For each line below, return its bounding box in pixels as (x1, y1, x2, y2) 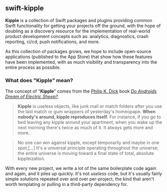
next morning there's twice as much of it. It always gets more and (17, 125, 153, 131)
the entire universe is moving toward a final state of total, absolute (17, 150, 154, 156)
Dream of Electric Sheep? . (5, 94, 59, 100)
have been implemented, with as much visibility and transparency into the (5, 59, 157, 65)
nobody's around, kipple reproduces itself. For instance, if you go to (17, 114, 161, 120)
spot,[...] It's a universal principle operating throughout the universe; (17, 145, 159, 151)
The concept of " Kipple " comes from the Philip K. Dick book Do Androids (5, 88, 157, 94)
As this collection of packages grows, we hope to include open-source (5, 48, 151, 54)
